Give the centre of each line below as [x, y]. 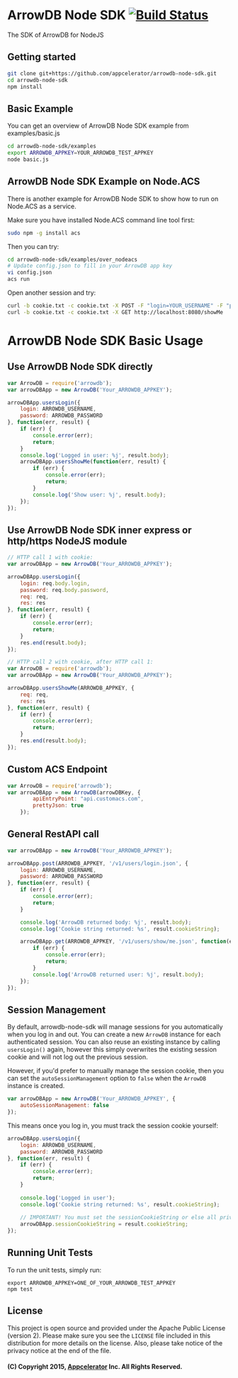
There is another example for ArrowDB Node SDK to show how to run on [113, 198]
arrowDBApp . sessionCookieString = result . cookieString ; [104, 1224]
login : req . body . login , [55, 583]
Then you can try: [33, 246]
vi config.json [30, 273]
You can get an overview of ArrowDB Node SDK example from [98, 126]
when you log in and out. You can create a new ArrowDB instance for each [114, 1034]
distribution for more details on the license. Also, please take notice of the [115, 1343]
